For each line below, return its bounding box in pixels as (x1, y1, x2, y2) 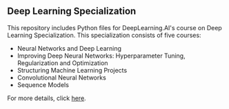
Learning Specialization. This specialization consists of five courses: (7, 31, 201, 39)
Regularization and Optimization (17, 58, 108, 67)
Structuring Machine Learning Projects (17, 66, 128, 74)
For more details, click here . (7, 94, 86, 102)
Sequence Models (17, 80, 69, 88)
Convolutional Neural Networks (17, 73, 107, 82)
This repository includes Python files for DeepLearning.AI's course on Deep (7, 23, 222, 32)
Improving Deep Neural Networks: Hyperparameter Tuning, (17, 51, 186, 60)
